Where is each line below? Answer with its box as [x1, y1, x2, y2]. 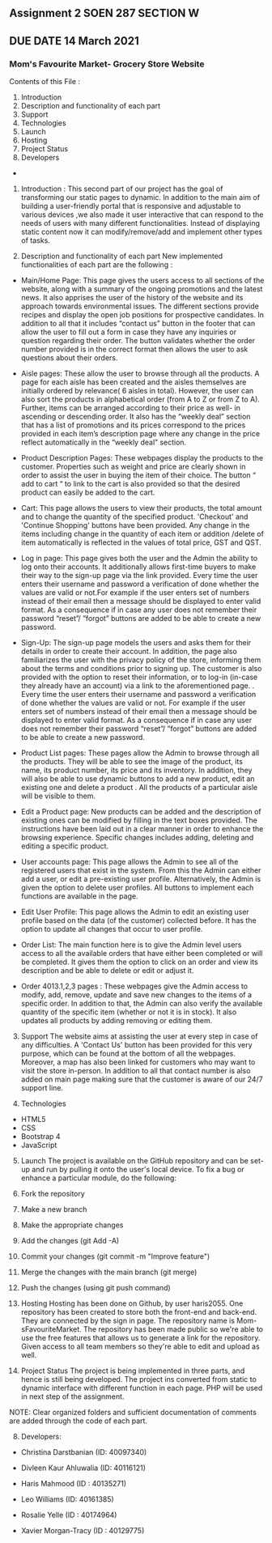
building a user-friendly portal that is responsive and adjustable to [20, 202, 241, 211]
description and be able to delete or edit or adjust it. [20, 966, 194, 976]
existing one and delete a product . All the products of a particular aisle [20, 783, 258, 793]
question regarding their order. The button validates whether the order [20, 336, 256, 346]
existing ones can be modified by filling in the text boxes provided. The [20, 815, 257, 825]
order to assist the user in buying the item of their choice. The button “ [20, 470, 256, 480]
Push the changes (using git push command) [20, 1283, 171, 1293]
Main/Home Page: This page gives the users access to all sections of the [20, 275, 265, 286]
